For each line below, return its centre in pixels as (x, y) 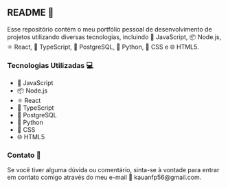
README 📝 (31, 13)
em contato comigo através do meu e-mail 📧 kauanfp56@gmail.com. (104, 177)
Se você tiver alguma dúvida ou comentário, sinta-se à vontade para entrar (113, 170)
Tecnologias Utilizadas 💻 (50, 65)
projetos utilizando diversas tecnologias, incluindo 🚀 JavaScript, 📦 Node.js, (114, 37)
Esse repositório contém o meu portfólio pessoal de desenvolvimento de (110, 29)
